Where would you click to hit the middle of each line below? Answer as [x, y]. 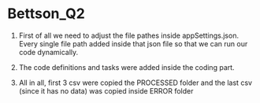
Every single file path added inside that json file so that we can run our [133, 43]
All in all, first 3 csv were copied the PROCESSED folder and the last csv [136, 83]
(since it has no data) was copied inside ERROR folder [106, 90]
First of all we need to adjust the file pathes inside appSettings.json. [129, 35]
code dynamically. [48, 52]
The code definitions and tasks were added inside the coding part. [126, 67]
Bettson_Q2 [46, 14]
